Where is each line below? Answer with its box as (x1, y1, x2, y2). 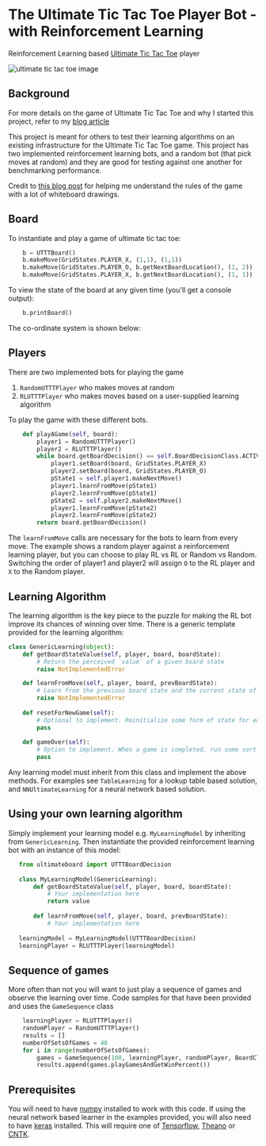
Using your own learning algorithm (8, 807, 184, 821)
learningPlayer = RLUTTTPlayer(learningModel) (18, 941, 176, 949)
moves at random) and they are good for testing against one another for (8, 157, 243, 167)
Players (8, 347, 47, 360)
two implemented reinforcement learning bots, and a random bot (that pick (8, 148, 252, 158)
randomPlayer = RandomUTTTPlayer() (22, 1025, 140, 1033)
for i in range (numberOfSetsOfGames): (22, 1046, 150, 1054)
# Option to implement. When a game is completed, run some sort (36, 745, 257, 754)
